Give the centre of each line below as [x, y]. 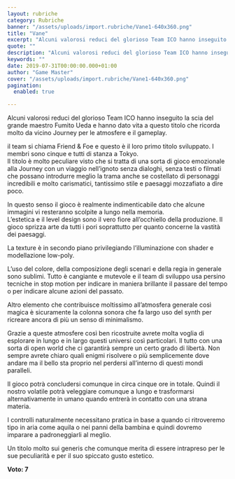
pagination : [24, 85]
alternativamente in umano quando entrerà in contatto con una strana [107, 399]
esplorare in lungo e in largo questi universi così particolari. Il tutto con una [115, 341]
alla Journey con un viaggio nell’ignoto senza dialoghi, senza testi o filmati [114, 169]
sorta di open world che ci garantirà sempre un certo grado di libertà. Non [114, 348]
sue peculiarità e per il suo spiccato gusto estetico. [81, 456]
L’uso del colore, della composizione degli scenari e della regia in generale [114, 269]
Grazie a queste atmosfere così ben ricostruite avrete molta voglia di [106, 333]
